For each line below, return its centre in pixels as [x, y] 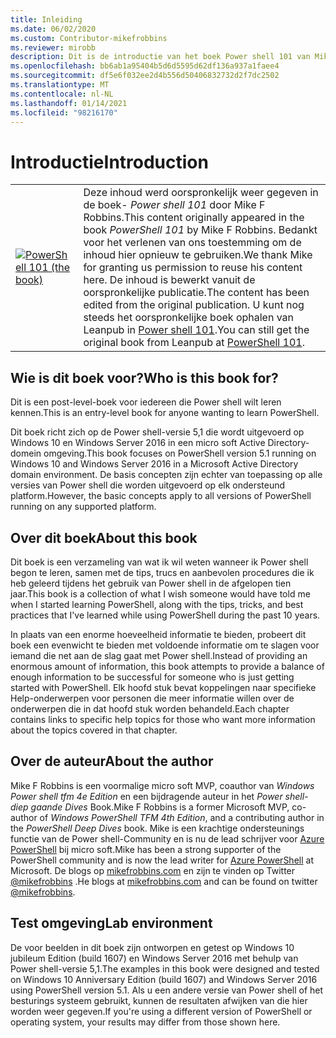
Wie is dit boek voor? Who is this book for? [144, 377]
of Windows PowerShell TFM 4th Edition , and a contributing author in [182, 817]
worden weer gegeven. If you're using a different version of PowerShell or [161, 1011]
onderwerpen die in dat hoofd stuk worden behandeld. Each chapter [150, 708]
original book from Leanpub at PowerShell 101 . [194, 343]
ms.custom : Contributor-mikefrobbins [89, 38]
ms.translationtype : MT [60, 85]
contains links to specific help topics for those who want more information [163, 719]
